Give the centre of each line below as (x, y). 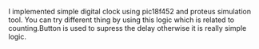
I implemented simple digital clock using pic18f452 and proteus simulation (130, 11)
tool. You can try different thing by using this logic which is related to (121, 20)
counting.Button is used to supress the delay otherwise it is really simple (128, 28)
